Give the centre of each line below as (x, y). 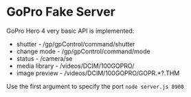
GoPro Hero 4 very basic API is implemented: (70, 31)
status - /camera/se (44, 58)
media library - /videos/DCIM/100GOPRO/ (75, 66)
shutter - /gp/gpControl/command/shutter (76, 44)
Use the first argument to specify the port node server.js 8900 (95, 86)
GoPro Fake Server (61, 12)
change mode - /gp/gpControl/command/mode (83, 51)
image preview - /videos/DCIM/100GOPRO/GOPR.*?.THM (98, 73)
